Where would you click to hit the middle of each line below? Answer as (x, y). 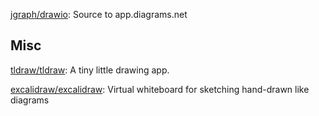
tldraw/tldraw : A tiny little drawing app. (90, 70)
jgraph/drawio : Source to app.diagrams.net (99, 14)
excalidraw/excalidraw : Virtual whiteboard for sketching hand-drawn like (160, 89)
